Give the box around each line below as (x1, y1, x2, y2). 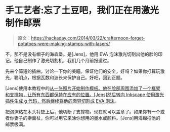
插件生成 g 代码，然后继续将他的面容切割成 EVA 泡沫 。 (5, 98, 119, 104)
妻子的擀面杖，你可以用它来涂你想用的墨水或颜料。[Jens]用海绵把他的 (14, 115, 161, 121)
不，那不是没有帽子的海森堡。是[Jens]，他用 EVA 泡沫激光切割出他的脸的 (5, 51, 158, 57)
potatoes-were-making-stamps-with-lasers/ (17, 40, 110, 47)
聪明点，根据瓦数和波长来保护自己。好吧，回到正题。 (14, 74, 125, 80)
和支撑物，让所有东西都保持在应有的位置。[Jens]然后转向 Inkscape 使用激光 (5, 92, 164, 98)
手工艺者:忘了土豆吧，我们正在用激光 (5, 5, 159, 16)
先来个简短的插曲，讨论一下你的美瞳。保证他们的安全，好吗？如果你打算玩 (5, 68, 160, 74)
